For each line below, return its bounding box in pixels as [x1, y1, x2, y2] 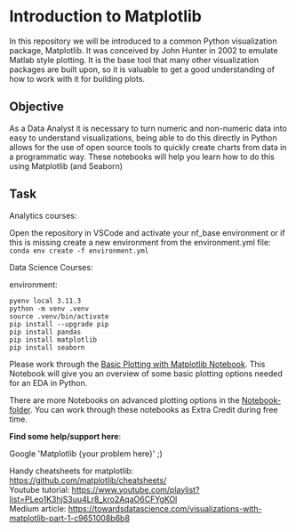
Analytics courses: [9, 210, 77, 221]
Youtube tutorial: [9, 484, 70, 495]
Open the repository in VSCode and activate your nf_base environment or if [9, 227, 286, 238]
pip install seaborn [9, 343, 86, 352]
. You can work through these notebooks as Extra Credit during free [29, 404, 278, 415]
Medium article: [9, 503, 67, 513]
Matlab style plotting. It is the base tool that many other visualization [9, 54, 260, 65]
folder [9, 404, 31, 415]
